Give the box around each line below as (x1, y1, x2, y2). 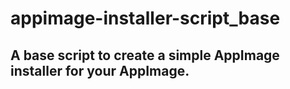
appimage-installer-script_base (10, 7, 281, 30)
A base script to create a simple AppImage (10, 47, 280, 64)
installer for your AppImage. (10, 62, 190, 79)
